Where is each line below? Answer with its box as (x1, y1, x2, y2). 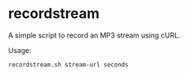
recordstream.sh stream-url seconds (8, 60, 129, 69)
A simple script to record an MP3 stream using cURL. (8, 30, 181, 40)
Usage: (8, 45, 32, 55)
